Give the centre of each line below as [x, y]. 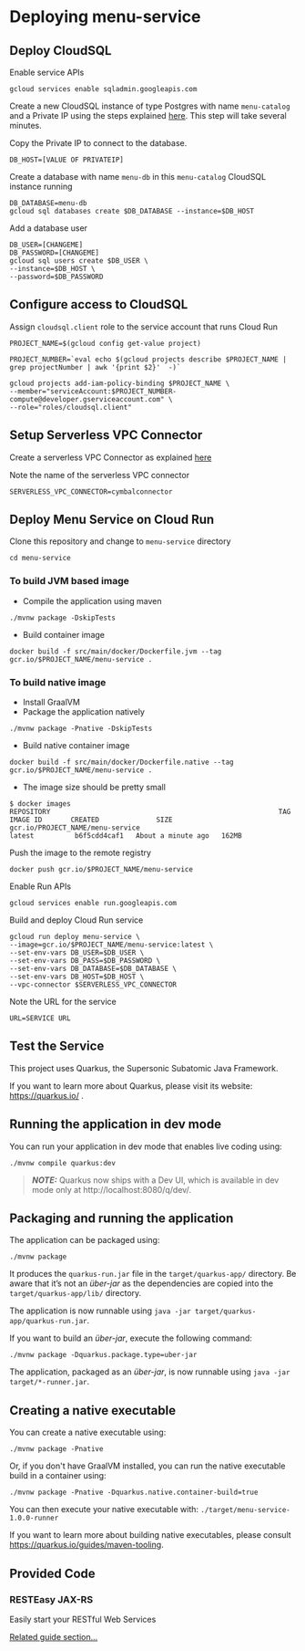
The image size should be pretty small [94, 788]
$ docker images [40, 804]
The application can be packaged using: [85, 1240]
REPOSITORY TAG [150, 812]
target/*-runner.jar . [50, 1382]
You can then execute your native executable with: [104, 1510]
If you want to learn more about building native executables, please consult [150, 1535]
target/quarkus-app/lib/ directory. [76, 1293]
